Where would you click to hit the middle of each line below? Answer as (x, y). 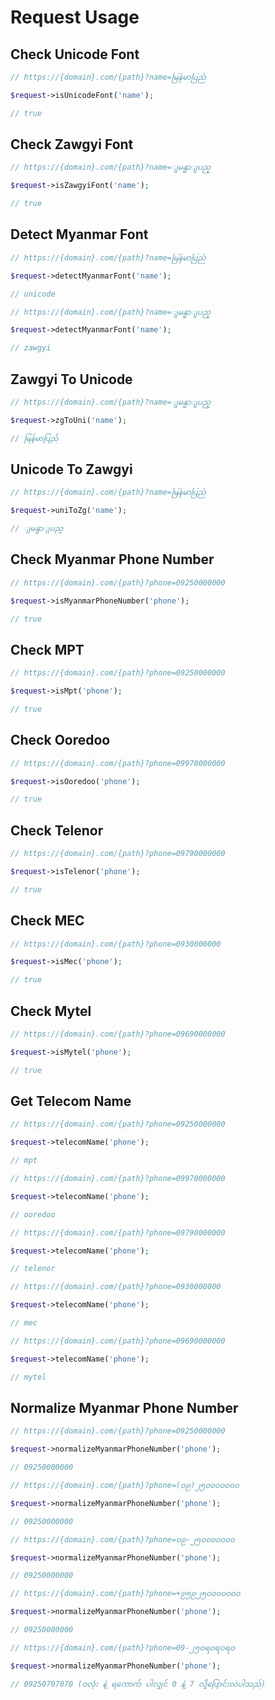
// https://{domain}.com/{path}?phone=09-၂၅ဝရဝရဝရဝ (123, 1647)
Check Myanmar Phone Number (112, 559)
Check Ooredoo (60, 740)
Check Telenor (57, 830)
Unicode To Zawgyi (71, 469)
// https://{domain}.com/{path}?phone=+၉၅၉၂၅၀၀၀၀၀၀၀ (125, 1594)
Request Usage (75, 17)
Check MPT (47, 649)
